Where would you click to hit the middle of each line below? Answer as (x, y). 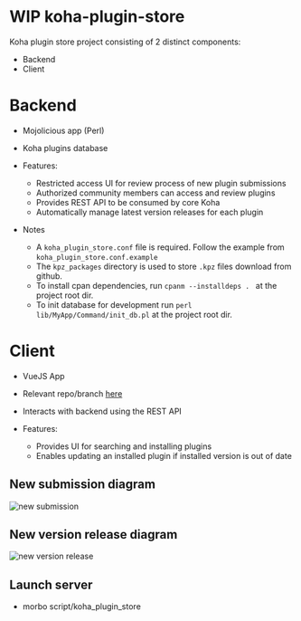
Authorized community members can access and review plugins (155, 193)
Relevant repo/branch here (72, 393)
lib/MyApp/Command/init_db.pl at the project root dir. (134, 314)
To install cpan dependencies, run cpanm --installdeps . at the (156, 285)
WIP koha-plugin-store (97, 17)
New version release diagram (94, 535)
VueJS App (43, 376)
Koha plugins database (65, 148)
